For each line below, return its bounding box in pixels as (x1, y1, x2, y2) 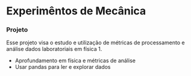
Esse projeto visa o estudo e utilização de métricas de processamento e (6, 39, 185, 46)
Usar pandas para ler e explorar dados (14, 63, 111, 71)
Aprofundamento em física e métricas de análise (14, 57, 136, 64)
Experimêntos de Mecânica (6, 4, 146, 18)
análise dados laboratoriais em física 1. (6, 45, 102, 53)
